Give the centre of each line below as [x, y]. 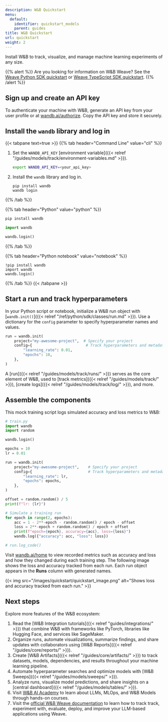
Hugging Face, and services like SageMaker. [58, 634]
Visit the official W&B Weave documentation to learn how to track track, [86, 703]
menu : [11, 15]
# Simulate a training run [33, 513]
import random [20, 431]
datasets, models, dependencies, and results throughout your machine [85, 660]
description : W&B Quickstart [35, 10]
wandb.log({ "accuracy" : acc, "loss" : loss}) [61, 536]
